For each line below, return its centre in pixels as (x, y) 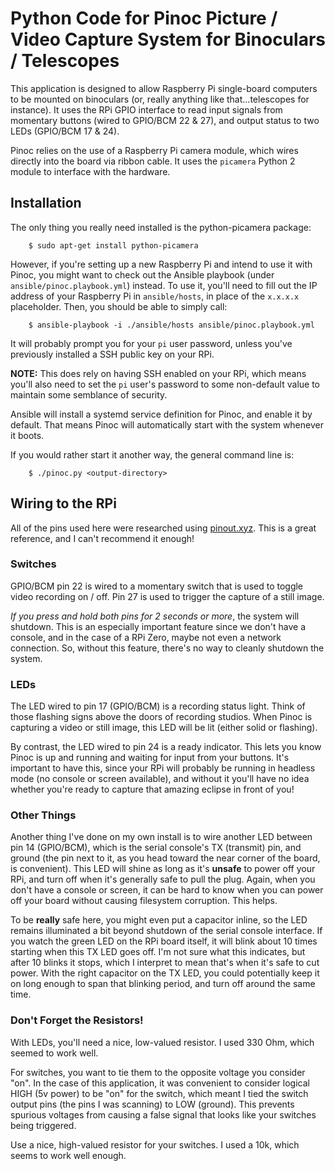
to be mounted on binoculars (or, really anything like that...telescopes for (160, 99)
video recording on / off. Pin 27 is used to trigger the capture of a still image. (167, 596)
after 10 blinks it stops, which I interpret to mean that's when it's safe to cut (165, 963)
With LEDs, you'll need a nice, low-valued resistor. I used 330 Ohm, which (162, 1042)
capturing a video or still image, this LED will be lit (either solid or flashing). (164, 728)
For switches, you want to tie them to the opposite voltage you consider (158, 1072)
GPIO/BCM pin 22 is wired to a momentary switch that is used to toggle (157, 586)
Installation (46, 203)
